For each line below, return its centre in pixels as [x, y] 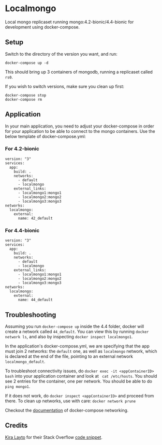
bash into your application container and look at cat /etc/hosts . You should [81, 376]
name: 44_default [35, 300]
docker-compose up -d [27, 63]
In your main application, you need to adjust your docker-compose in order [80, 126]
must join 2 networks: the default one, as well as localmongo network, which [81, 351]
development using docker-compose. [42, 27]
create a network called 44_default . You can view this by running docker [77, 331]
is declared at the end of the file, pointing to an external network [69, 356]
